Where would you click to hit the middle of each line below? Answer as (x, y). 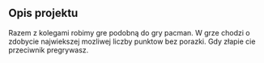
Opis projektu (43, 13)
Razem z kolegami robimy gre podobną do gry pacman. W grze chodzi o (129, 32)
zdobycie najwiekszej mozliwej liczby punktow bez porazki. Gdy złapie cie (132, 41)
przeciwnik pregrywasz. (49, 50)
